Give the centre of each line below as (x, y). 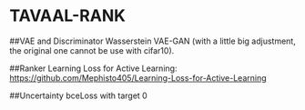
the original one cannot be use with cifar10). (92, 50)
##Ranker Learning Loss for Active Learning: (93, 68)
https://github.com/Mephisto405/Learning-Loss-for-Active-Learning (138, 77)
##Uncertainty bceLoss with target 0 (78, 95)
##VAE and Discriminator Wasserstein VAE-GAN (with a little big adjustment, (152, 41)
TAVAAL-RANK (67, 16)
